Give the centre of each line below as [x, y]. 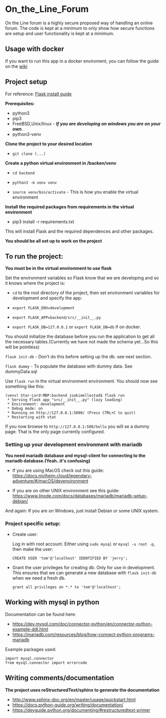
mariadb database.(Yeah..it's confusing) [48, 460]
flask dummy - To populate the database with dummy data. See [69, 366]
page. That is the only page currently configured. [55, 432]
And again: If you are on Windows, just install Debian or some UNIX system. [82, 511]
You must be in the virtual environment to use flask [59, 268]
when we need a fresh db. [39, 578]
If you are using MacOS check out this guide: [58, 470]
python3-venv [27, 134]
